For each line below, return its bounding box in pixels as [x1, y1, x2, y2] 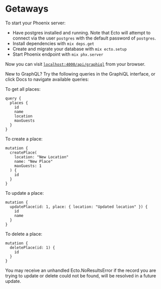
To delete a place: [5, 231, 42, 237]
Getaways [5, 3, 49, 15]
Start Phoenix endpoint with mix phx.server [12, 51, 103, 57]
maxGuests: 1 [14, 163, 42, 168]
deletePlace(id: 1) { [10, 245, 56, 250]
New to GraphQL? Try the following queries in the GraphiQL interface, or [5, 70, 155, 77]
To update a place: [5, 190, 44, 196]
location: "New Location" [14, 154, 69, 160]
